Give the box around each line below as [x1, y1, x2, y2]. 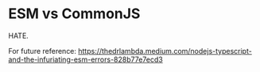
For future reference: [8, 46, 77, 55]
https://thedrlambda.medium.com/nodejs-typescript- [78, 46, 252, 55]
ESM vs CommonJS [8, 5, 141, 23]
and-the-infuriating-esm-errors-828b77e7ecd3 [8, 55, 163, 64]
